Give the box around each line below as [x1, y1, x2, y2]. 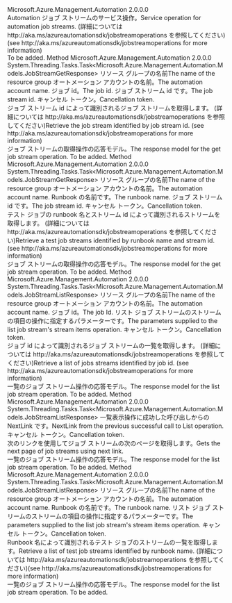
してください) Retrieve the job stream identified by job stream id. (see [7, 122, 204, 129]
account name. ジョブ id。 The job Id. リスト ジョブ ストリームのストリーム [7, 308, 222, 316]
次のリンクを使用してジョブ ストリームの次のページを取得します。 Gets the [7, 439, 221, 447]
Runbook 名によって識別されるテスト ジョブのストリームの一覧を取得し [7, 538, 212, 546]
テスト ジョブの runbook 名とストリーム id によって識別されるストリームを [7, 210, 221, 218]
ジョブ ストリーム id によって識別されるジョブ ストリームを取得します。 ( [7, 104, 217, 112]
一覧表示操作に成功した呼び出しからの [99, 413, 210, 421]
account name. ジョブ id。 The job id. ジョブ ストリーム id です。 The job [7, 87, 213, 94]
